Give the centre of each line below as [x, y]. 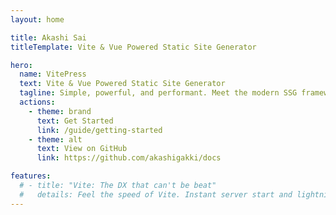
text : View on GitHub [82, 149]
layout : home [37, 19]
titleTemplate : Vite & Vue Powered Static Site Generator [133, 47]
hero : [21, 65]
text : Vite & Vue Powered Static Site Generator [122, 84]
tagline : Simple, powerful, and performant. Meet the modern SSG [158, 93]
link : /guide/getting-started [99, 130]
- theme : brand [60, 111]
